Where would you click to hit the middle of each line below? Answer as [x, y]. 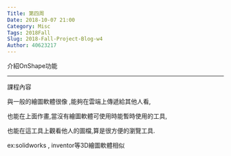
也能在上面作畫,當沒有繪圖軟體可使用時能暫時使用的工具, [87, 116]
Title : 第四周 [26, 13]
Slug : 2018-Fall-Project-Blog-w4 [55, 39]
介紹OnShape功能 [32, 66]
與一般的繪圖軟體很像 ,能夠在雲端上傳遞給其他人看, [79, 101]
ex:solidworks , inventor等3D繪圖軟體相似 [66, 145]
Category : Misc [29, 26]
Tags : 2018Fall [29, 33]
